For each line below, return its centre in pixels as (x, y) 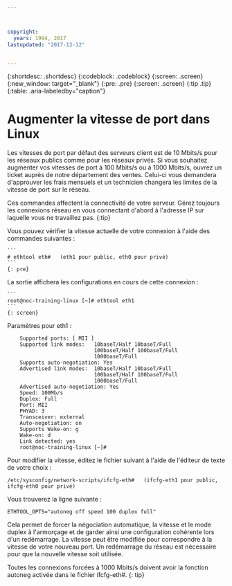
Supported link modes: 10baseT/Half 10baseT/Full (96, 345)
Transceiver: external (52, 417)
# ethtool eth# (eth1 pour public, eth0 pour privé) (88, 257)
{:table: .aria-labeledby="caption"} (56, 91)
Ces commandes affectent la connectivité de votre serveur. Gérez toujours (114, 203)
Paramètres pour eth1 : (39, 326)
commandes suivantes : (41, 239)
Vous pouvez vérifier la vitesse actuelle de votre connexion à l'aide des (108, 231)
